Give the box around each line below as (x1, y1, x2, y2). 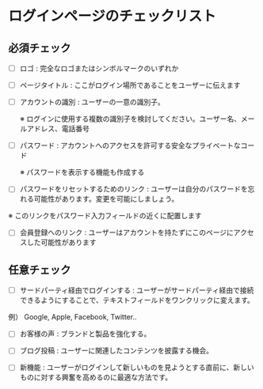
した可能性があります (26, 238, 97, 247)
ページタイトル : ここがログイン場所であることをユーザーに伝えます (19, 81, 241, 90)
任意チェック (8, 262, 71, 277)
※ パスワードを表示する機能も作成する (19, 168, 145, 177)
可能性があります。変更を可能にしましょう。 (33, 194, 179, 204)
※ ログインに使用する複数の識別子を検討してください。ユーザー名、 (19, 114, 242, 123)
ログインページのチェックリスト (8, 7, 216, 25)
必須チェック (8, 41, 71, 55)
